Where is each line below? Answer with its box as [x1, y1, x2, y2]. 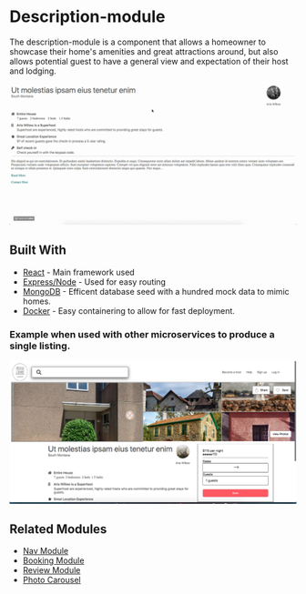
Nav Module [22, 546, 69, 557]
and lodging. [9, 65, 56, 76]
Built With [9, 243, 66, 258]
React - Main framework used [22, 267, 135, 277]
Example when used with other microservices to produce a [9, 327, 275, 340]
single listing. [9, 339, 71, 352]
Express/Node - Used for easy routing [22, 276, 167, 287]
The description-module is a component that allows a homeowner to [9, 36, 267, 47]
